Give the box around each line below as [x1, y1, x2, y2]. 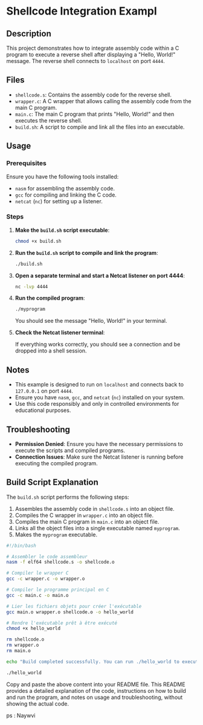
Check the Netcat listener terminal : [14, 329, 105, 336]
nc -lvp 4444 [14, 283, 48, 289]
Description [6, 29, 51, 39]
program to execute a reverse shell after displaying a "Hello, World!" [6, 51, 176, 58]
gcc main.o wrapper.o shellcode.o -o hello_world [6, 609, 134, 615]
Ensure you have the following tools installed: [6, 173, 119, 180]
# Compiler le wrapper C [6, 570, 69, 576]
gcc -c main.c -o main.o [6, 592, 69, 598]
